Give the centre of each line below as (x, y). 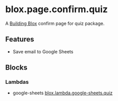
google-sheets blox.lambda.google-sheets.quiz (63, 93)
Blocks (16, 68)
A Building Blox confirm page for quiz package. (55, 23)
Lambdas (17, 82)
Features (20, 39)
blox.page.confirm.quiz (57, 9)
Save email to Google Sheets (43, 51)
